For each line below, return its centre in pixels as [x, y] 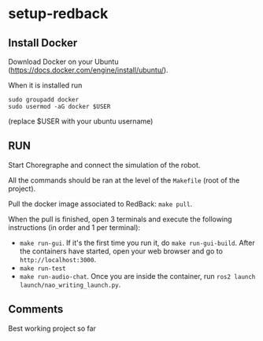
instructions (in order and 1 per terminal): [74, 227]
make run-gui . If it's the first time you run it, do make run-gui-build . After [137, 243]
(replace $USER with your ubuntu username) [81, 121]
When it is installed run [45, 85]
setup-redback [58, 14]
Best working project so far [52, 328]
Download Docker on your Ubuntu [63, 61]
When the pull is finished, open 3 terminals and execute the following [120, 219]
